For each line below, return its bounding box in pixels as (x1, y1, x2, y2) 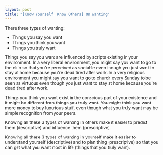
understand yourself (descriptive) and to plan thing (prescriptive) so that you (5, 139, 159, 145)
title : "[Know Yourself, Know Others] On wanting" (5, 12, 110, 17)
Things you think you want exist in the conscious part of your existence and (5, 94, 157, 100)
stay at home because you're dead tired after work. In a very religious (5, 69, 145, 75)
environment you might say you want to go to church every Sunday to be (5, 75, 151, 81)
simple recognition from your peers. (5, 110, 77, 116)
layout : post (5, 7, 32, 12)
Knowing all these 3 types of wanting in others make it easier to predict (5, 120, 148, 125)
